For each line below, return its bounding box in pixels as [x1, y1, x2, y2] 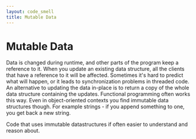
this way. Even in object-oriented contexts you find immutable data [6, 97, 169, 104]
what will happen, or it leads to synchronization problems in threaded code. [6, 78, 190, 85]
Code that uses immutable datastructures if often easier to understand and [6, 121, 188, 128]
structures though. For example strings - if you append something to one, [6, 103, 185, 110]
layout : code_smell [6, 8, 54, 15]
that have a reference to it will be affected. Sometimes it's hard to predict [6, 72, 184, 79]
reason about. [6, 127, 40, 134]
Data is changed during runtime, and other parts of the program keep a [6, 59, 179, 66]
